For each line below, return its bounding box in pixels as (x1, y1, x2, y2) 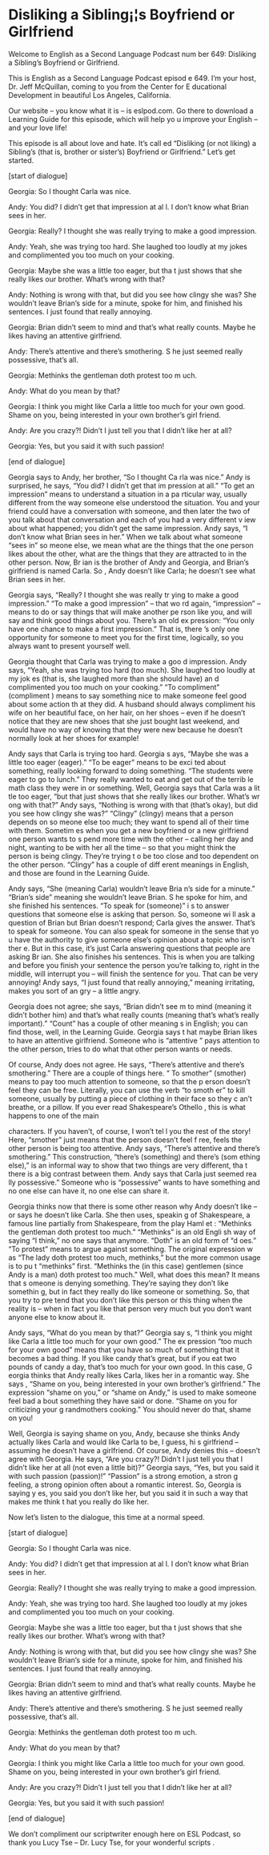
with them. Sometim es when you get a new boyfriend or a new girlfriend (8, 825, 249, 835)
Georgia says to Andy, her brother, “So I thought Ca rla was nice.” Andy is (8, 472, 251, 482)
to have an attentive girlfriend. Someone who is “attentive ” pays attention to (8, 1035, 260, 1045)
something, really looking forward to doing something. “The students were (8, 766, 254, 776)
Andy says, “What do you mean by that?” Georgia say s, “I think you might (8, 1327, 253, 1337)
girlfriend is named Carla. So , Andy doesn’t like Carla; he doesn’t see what (8, 565, 256, 575)
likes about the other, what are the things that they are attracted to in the (8, 549, 247, 558)
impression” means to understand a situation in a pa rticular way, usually (8, 489, 247, 499)
